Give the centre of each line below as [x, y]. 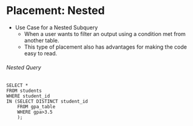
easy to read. [41, 53]
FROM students [24, 91]
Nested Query [24, 67]
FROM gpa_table [36, 107]
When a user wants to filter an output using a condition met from [105, 33]
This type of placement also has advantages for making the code [105, 47]
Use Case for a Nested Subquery [56, 27]
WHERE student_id [28, 96]
